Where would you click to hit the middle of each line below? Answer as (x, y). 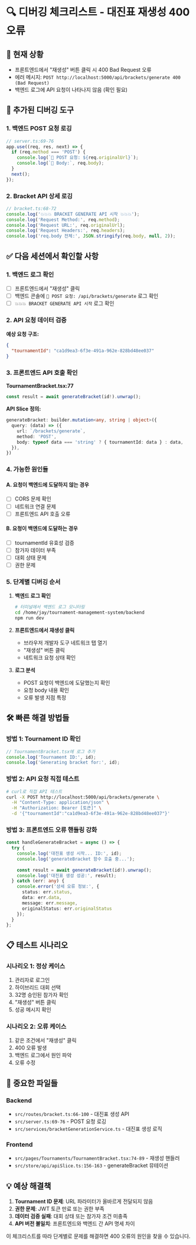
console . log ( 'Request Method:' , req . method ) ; (63, 220)
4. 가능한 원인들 (27, 470)
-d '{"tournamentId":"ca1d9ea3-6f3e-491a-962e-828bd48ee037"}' (91, 814)
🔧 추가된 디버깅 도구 (40, 110)
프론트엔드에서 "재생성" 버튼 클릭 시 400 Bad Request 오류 (83, 70)
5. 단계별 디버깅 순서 (33, 582)
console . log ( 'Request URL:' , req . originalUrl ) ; (66, 225)
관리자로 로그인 (32, 980)
